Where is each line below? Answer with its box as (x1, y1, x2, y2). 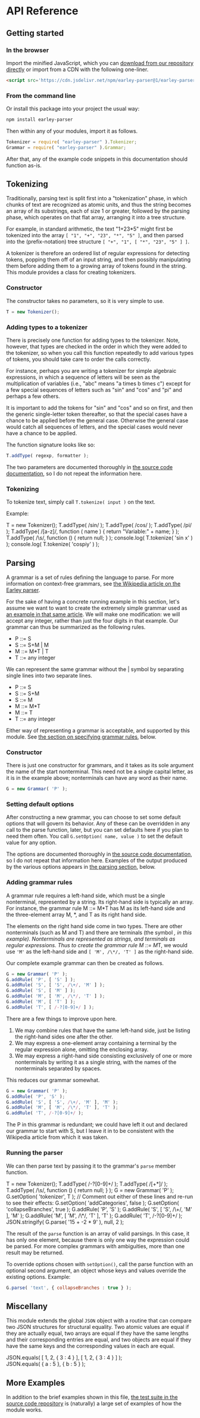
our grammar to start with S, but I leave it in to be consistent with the (6, 1128, 174, 1135)
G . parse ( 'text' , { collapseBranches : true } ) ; (6, 1285, 132, 1291)
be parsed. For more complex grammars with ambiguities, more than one (6, 1242, 185, 1249)
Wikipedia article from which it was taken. (6, 1134, 109, 1141)
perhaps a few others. (6, 393, 61, 400)
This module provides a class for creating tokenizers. (6, 269, 136, 276)
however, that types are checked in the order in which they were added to (6, 342, 187, 350)
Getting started (6, 28, 64, 38)
